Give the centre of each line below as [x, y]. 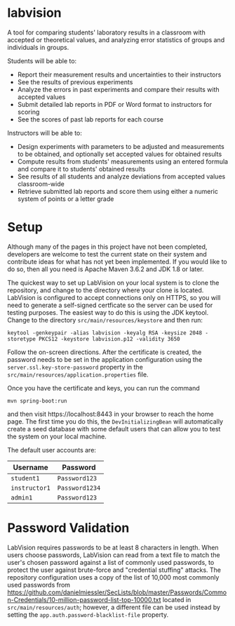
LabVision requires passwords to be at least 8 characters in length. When [113, 547]
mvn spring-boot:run [38, 401]
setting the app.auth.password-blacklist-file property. [88, 614]
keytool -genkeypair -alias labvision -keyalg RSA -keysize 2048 [105, 333]
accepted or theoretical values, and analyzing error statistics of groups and [116, 39]
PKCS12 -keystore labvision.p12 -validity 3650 [109, 339]
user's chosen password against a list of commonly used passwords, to [111, 562]
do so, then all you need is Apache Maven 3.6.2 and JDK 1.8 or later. [106, 269]
